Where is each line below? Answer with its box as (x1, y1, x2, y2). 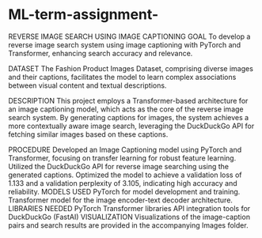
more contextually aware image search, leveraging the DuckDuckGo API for (8, 121, 255, 130)
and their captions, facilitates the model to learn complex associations (8, 72, 237, 81)
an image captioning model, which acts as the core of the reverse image (8, 104, 244, 114)
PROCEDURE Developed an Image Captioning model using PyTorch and (8, 145, 242, 154)
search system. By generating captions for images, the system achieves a (8, 112, 249, 122)
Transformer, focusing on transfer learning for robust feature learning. (8, 153, 237, 163)
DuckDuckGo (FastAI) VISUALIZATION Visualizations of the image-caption (8, 212, 251, 221)
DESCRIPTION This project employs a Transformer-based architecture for (8, 96, 249, 105)
